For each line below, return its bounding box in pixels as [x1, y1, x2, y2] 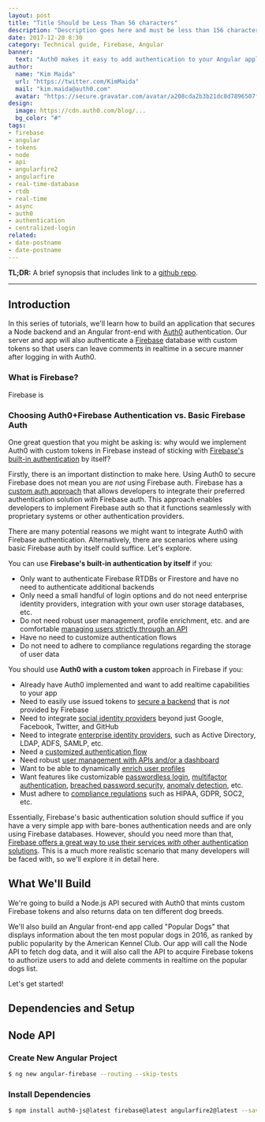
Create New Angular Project [8, 1052, 118, 1063]
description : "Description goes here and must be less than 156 [8, 26, 224, 34]
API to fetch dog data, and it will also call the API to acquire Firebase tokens [8, 947, 254, 956]
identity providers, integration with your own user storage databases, [19, 599, 244, 609]
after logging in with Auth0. [8, 352, 97, 362]
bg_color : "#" [15, 114, 62, 122]
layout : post [8, 11, 51, 20]
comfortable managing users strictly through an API [19, 624, 188, 634]
